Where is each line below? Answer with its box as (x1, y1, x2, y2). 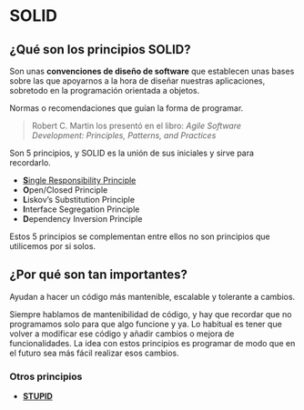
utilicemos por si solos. (9, 241, 96, 251)
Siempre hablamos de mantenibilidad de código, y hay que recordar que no (9, 308, 292, 319)
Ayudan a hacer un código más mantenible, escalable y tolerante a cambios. (9, 291, 296, 302)
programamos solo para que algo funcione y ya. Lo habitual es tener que (9, 318, 282, 329)
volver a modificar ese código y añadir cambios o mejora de (9, 328, 235, 339)
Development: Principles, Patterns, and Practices (31, 130, 217, 141)
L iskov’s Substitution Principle (22, 195, 135, 205)
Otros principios (9, 370, 83, 383)
